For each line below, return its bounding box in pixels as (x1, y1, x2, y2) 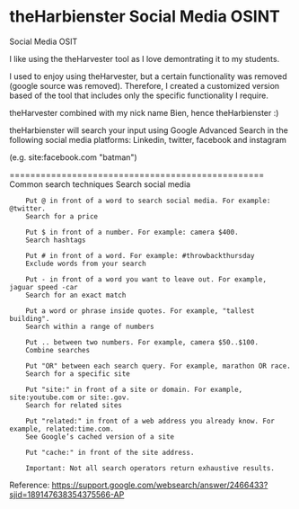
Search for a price (25, 211, 99, 221)
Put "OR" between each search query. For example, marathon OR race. (25, 362, 292, 371)
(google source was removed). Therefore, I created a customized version (9, 80, 280, 91)
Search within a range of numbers (25, 322, 154, 331)
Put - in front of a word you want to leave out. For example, (25, 274, 268, 284)
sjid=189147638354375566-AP (9, 488, 125, 500)
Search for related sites (25, 400, 123, 410)
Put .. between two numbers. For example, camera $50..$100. (25, 337, 259, 347)
